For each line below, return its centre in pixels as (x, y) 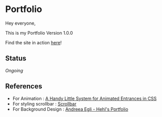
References (24, 86)
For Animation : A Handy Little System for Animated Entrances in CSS (85, 98)
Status (16, 59)
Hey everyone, (20, 23)
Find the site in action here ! (34, 42)
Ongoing (14, 70)
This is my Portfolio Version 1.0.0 (39, 33)
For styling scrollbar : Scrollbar (44, 103)
